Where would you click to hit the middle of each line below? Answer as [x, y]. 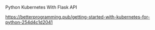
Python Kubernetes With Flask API [41, 7]
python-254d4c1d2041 [29, 22]
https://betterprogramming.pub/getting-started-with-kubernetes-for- [78, 17]
